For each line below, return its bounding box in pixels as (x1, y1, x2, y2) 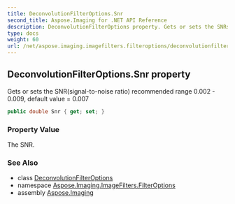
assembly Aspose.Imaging (17, 189, 94, 197)
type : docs (7, 29, 39, 37)
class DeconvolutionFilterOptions (17, 174, 113, 182)
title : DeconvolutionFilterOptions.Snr (7, 10, 124, 17)
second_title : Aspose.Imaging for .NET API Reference (7, 17, 168, 24)
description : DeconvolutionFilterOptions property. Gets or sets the (7, 23, 215, 30)
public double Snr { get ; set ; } (7, 108, 105, 115)
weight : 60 (7, 36, 39, 43)
